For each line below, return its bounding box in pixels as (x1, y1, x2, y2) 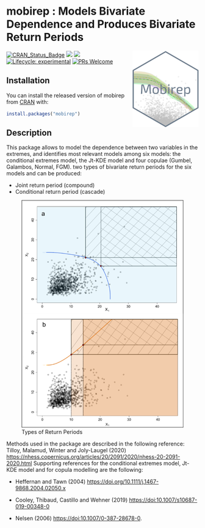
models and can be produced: (6, 170, 82, 177)
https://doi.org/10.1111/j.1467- (87, 478, 159, 485)
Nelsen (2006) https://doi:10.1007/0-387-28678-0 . (15, 515, 142, 522)
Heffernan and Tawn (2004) (15, 478, 86, 485)
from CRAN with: (6, 98, 49, 105)
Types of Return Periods (21, 428, 83, 435)
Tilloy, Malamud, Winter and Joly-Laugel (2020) (6, 446, 126, 453)
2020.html (6, 460, 32, 467)
